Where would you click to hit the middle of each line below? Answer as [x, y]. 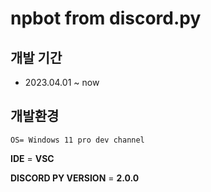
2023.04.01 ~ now [62, 82]
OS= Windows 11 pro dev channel [77, 140]
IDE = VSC [32, 158]
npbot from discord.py [106, 18]
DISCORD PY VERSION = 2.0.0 [75, 178]
